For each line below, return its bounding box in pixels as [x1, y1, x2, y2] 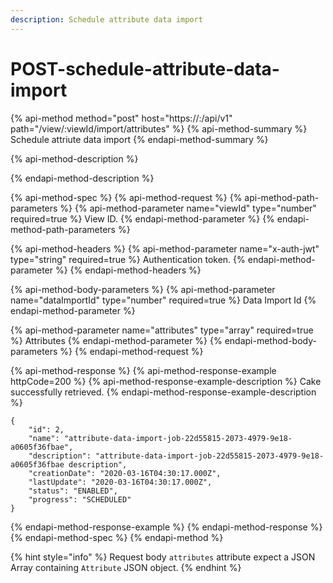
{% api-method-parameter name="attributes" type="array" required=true [10, 324, 314, 336]
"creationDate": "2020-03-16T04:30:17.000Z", [28, 468, 222, 478]
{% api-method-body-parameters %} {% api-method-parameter [10, 283, 276, 295]
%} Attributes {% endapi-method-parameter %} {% [10, 334, 223, 346]
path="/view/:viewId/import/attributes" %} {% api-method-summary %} [10, 122, 308, 135]
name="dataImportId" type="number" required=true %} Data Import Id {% [10, 294, 317, 306]
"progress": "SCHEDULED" [28, 494, 132, 505]
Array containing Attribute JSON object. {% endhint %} [10, 561, 242, 573]
